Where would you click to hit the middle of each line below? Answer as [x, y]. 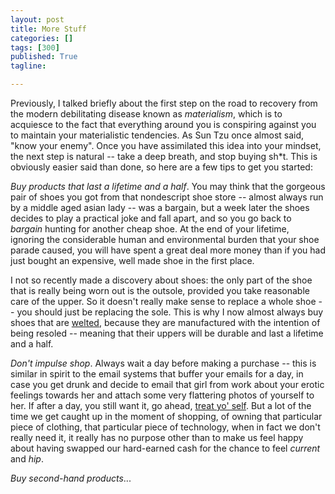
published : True [44, 57]
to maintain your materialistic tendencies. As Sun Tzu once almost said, [157, 135]
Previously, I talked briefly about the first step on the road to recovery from [164, 103]
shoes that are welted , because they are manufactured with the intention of [165, 322]
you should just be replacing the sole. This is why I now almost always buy [170, 312]
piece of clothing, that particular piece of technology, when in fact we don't [165, 427]
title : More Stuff [48, 29]
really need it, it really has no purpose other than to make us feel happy [157, 437]
